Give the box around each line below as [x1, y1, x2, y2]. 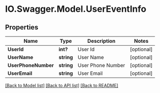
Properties [5, 23, 39, 31]
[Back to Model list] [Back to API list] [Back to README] [5, 83, 119, 88]
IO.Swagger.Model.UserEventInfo [5, 3, 147, 15]
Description [87, 38, 116, 44]
